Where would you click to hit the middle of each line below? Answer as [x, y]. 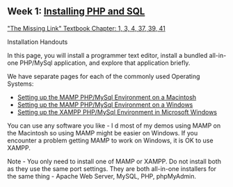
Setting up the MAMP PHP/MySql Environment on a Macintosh [107, 97]
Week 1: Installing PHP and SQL [76, 12]
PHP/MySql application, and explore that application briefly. [105, 63]
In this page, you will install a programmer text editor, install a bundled [107, 55]
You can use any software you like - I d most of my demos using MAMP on [114, 126]
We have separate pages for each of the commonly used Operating [104, 76]
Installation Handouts [38, 42]
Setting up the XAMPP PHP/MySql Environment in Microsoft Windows [117, 112]
